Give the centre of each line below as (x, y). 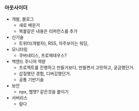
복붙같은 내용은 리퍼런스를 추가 (48, 31)
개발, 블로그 (23, 19)
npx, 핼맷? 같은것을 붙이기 (44, 92)
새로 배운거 (29, 25)
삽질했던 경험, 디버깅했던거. (45, 74)
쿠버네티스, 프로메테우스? (43, 55)
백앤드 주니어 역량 (28, 62)
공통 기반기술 (31, 80)
